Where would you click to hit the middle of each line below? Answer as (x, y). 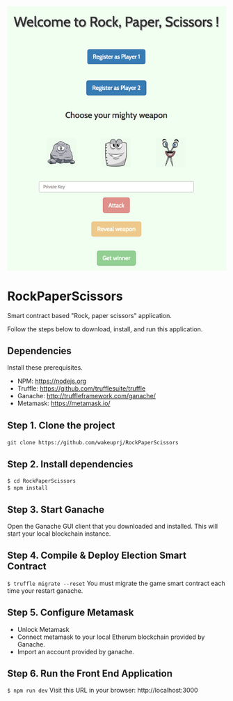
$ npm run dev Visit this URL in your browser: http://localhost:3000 (103, 691)
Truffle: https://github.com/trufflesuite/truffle (81, 389)
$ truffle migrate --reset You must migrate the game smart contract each (116, 583)
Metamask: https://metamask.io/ (64, 403)
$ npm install (28, 488)
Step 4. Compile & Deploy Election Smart (97, 556)
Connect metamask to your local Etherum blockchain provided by (111, 637)
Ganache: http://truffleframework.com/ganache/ (87, 396)
